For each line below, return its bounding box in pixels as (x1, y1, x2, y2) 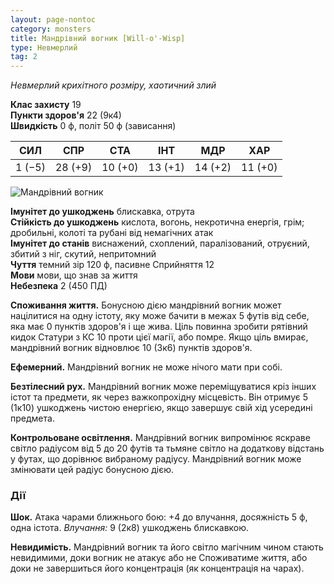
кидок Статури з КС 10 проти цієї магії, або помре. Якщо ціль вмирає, (10, 331, 309, 343)
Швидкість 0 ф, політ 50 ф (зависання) (10, 120, 177, 132)
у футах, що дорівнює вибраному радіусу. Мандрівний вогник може (10, 453, 302, 465)
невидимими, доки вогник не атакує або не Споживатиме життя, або (10, 552, 308, 564)
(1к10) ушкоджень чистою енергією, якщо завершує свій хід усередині (10, 402, 313, 414)
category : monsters (10, 24, 92, 34)
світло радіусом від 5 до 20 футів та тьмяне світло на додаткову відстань (10, 442, 325, 455)
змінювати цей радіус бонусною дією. (10, 464, 174, 476)
